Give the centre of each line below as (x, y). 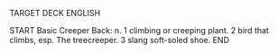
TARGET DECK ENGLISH (55, 13)
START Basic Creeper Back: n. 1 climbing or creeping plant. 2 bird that (139, 30)
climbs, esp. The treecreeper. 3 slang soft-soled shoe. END (120, 40)
